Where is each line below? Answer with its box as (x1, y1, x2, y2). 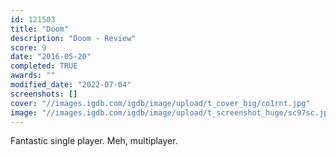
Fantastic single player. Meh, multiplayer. (10, 135, 178, 147)
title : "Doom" (10, 24, 70, 34)
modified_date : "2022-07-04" (10, 80, 132, 90)
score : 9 (10, 42, 47, 53)
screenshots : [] (10, 89, 78, 99)
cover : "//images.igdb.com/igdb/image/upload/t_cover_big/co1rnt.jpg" (10, 98, 311, 108)
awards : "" (10, 71, 56, 81)
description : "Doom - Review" (10, 33, 137, 43)
